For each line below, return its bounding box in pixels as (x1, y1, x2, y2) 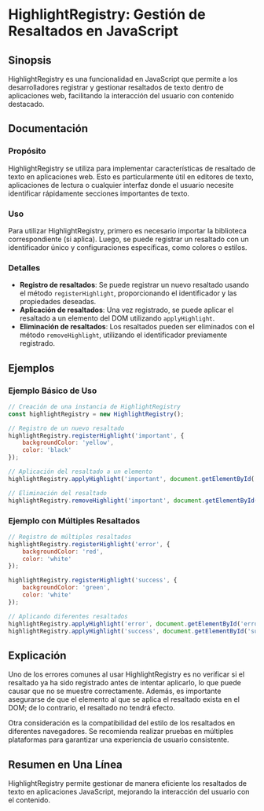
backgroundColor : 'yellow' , (22, 439, 114, 447)
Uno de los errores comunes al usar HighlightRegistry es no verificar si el (8, 670, 245, 679)
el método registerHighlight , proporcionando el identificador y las (19, 288, 237, 298)
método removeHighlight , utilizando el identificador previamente (19, 330, 228, 339)
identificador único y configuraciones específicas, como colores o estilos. (8, 242, 247, 252)
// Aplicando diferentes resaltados (8, 612, 128, 620)
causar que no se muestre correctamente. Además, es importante (8, 686, 222, 696)
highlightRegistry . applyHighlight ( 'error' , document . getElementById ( (8, 619, 241, 628)
